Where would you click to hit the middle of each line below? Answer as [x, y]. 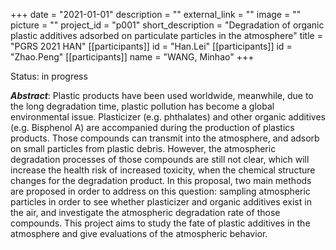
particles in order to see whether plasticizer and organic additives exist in [161, 202]
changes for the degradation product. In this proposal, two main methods [161, 180]
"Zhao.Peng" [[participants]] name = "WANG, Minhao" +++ [132, 57]
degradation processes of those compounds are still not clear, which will [160, 159]
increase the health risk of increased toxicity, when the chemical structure [163, 170]
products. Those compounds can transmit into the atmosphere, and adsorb [165, 138]
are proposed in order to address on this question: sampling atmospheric [160, 191]
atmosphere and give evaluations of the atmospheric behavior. [139, 233]
